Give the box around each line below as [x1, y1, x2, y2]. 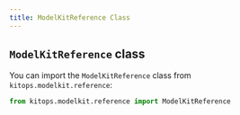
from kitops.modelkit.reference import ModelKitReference [9, 97, 231, 106]
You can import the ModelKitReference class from [9, 70, 191, 81]
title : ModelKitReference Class [9, 13, 130, 22]
